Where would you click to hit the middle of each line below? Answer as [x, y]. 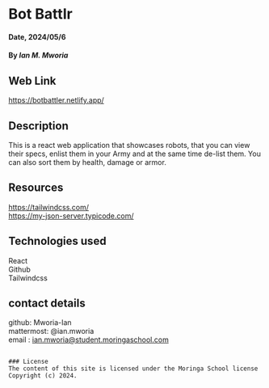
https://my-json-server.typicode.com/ [71, 216]
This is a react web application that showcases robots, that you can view [129, 145]
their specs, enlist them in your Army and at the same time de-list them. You [134, 154]
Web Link [32, 80]
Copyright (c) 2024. [43, 376]
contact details [47, 304]
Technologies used [57, 241]
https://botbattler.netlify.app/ [57, 100]
